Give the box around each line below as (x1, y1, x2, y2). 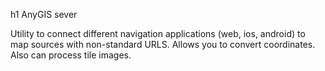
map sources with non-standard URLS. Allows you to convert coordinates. (10, 39, 316, 50)
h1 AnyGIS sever (10, 9, 78, 20)
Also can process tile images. (10, 49, 132, 61)
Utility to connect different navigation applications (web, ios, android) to (10, 28, 306, 39)
